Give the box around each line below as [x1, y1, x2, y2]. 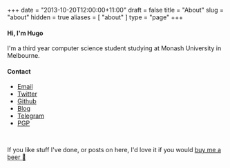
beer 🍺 [7, 153, 26, 161]
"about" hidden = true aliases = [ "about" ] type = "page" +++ [7, 13, 184, 21]
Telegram [17, 112, 45, 120]
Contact [7, 67, 31, 75]
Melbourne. [7, 52, 40, 60]
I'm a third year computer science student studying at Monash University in [7, 44, 222, 52]
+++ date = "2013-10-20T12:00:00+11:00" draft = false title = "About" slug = [7, 6, 224, 14]
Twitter [17, 90, 38, 98]
